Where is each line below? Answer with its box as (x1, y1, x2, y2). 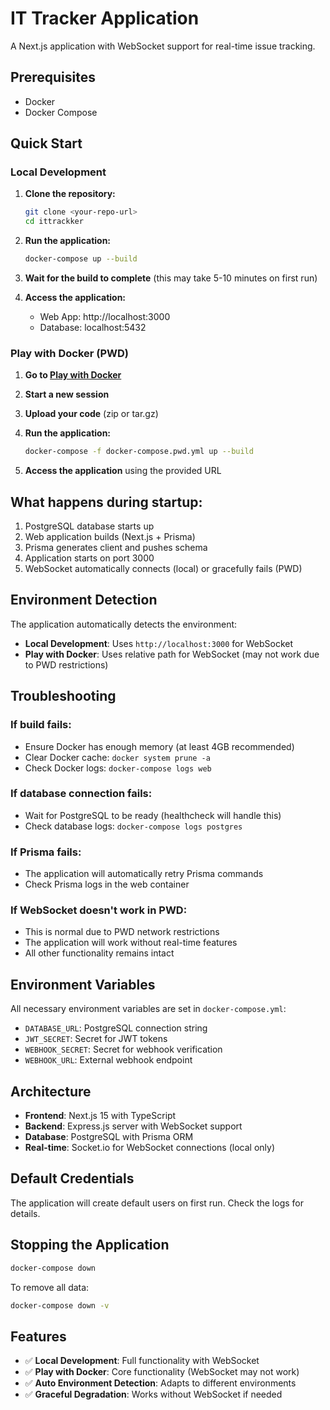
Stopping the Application (10, 1237, 170, 1254)
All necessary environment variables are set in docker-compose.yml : (10, 1003, 287, 1015)
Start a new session (24, 388, 110, 401)
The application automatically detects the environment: (10, 618, 238, 630)
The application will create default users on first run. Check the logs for (10, 1197, 304, 1209)
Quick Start (10, 135, 83, 152)
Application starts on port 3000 (24, 552, 155, 564)
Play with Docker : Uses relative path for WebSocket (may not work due (24, 648, 320, 660)
